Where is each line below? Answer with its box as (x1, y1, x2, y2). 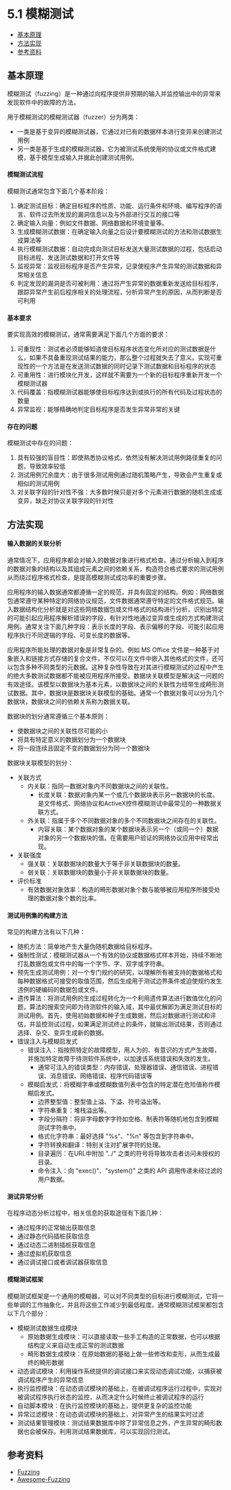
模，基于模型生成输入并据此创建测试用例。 (16, 153, 138, 161)
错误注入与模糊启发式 (16, 1037, 78, 1046)
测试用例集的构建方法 (7, 911, 67, 920)
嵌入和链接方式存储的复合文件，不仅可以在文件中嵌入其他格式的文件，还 (12, 654, 218, 662)
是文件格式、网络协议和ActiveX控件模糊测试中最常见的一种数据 (37, 799, 217, 807)
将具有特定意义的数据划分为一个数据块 (16, 735, 126, 744)
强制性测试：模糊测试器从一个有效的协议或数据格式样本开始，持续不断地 (16, 951, 222, 960)
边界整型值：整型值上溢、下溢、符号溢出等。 (37, 1097, 165, 1106)
